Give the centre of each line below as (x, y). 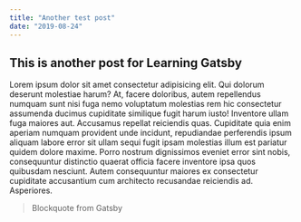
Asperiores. (31, 190)
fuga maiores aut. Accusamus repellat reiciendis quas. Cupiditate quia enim (150, 123)
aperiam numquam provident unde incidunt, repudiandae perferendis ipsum (151, 133)
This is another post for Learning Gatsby (126, 63)
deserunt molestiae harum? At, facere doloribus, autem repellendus (135, 94)
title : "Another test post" (63, 18)
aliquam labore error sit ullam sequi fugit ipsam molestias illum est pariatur (148, 142)
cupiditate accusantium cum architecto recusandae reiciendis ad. (131, 181)
